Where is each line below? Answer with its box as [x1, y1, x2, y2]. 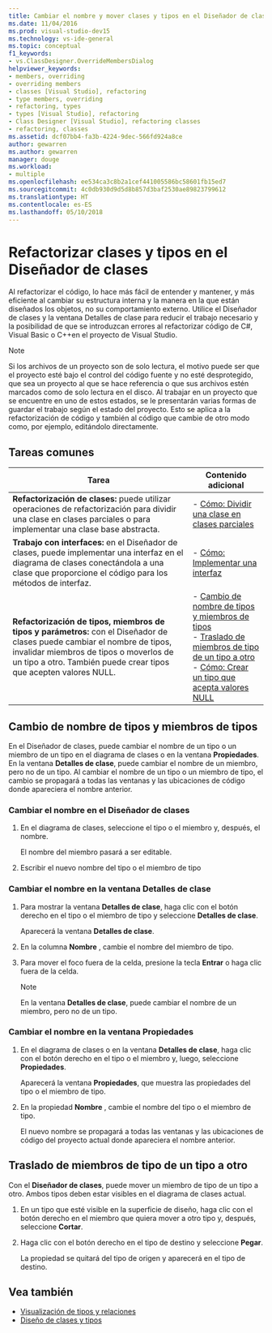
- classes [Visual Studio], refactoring [8, 87, 147, 96]
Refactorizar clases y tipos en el [8, 243, 228, 261]
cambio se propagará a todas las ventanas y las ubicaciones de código [8, 776, 245, 785]
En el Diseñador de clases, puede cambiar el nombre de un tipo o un [8, 741, 237, 750]
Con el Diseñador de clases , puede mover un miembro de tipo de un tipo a [8, 1180, 259, 1189]
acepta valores [193, 682, 249, 694]
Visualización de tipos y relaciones [19, 1307, 136, 1317]
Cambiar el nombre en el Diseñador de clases [8, 804, 190, 815]
